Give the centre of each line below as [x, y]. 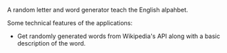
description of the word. [51, 43]
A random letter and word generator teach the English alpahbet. [98, 10]
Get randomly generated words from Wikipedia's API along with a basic [119, 36]
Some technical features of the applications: [70, 23]
